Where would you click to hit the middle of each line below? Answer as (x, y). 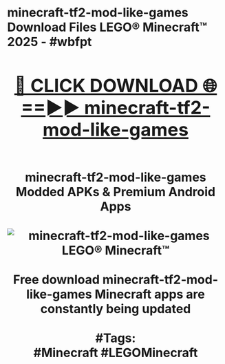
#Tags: (116, 338)
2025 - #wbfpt (50, 42)
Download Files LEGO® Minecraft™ (107, 27)
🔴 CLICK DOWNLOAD (106, 85)
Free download (56, 279)
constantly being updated (116, 309)
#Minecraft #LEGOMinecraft (116, 353)
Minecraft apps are (150, 294)
